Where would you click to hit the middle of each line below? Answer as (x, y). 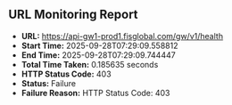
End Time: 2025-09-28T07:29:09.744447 (98, 55)
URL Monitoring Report (74, 15)
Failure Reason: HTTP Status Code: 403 (95, 93)
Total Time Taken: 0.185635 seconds (90, 64)
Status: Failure (49, 83)
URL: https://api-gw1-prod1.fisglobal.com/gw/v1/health (122, 36)
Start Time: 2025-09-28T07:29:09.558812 (99, 45)
